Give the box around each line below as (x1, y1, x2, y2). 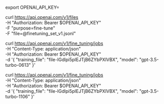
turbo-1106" (5, 94, 31, 99)
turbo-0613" (5, 62, 32, 68)
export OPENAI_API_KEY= (5, 5, 60, 10)
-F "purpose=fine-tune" (5, 25, 56, 31)
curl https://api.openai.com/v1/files (5, 14, 78, 20)
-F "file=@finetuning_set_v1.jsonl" (5, 31, 76, 36)
